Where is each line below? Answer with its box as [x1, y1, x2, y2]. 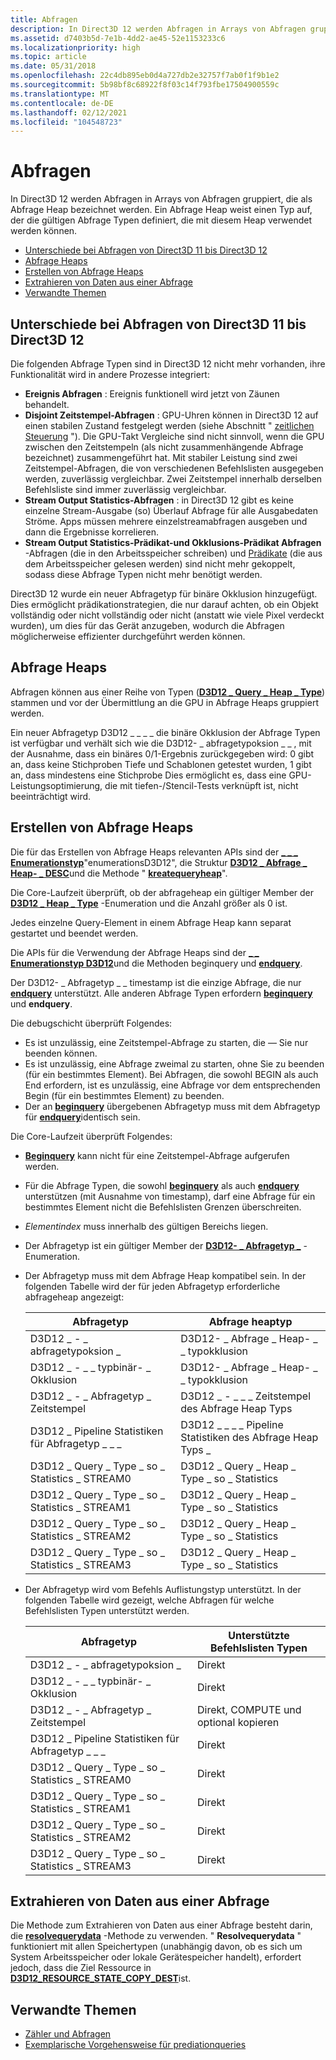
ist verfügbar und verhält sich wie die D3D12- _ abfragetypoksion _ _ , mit [10, 737, 312, 749]
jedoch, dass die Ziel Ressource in [10, 1962, 152, 1974]
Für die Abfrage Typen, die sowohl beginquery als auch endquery [24, 1179, 300, 1191]
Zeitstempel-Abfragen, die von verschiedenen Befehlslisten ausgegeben [24, 462, 324, 474]
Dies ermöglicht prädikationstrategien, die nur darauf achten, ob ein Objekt [10, 599, 319, 610]
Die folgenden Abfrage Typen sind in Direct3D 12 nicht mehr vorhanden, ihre [10, 358, 326, 370]
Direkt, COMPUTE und [197, 1702, 302, 1716]
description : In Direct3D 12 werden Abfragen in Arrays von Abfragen [10, 24, 307, 34]
